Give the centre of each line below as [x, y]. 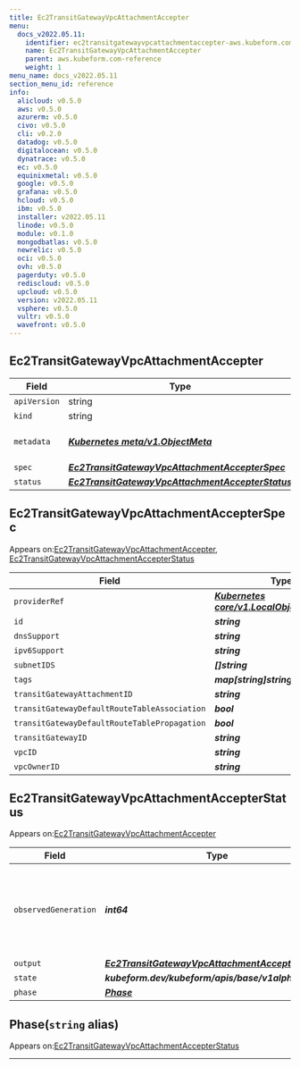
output [28, 963]
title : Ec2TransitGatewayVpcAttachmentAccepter [100, 17]
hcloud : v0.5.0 [46, 201]
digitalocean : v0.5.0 [58, 150]
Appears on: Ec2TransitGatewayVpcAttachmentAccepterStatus [124, 1046]
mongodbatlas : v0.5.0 [58, 242]
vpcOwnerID [37, 766]
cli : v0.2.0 [40, 134]
